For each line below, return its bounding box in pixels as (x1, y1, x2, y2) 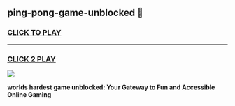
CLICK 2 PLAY (7, 54, 56, 63)
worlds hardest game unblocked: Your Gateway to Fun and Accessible (7, 83, 215, 91)
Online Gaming (7, 90, 52, 98)
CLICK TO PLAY (7, 28, 62, 38)
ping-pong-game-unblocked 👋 (7, 7, 143, 19)
